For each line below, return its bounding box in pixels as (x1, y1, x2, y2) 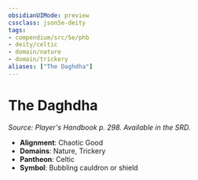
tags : (8, 26, 26, 34)
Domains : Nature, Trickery (19, 146, 106, 156)
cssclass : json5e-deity (8, 19, 86, 27)
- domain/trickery (8, 56, 68, 64)
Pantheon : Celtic (19, 154, 75, 163)
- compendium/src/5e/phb (8, 33, 90, 42)
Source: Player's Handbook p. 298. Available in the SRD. (8, 123, 191, 132)
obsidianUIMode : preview (8, 11, 90, 20)
